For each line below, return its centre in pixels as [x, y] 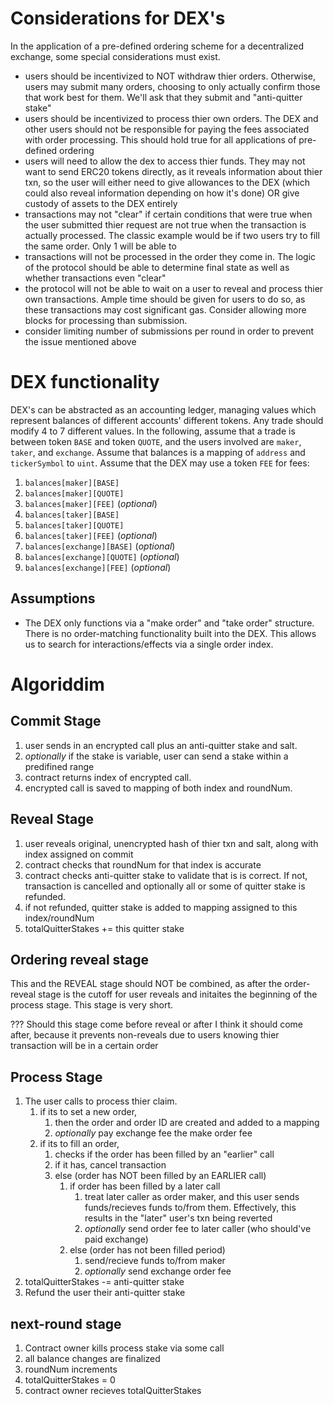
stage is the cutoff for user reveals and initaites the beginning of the [178, 994]
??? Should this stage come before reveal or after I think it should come [156, 1024]
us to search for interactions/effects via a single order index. [149, 644]
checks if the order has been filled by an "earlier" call [164, 1154]
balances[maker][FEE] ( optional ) [91, 503]
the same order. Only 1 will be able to [100, 246]
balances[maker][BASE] [72, 483]
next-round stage [66, 1323]
